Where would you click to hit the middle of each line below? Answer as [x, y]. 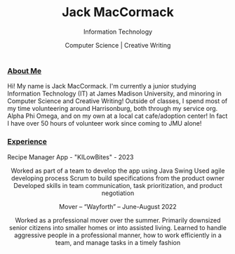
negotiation [118, 193]
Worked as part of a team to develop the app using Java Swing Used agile [118, 171]
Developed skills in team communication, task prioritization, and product [118, 185]
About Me [25, 71]
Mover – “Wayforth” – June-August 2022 [118, 206]
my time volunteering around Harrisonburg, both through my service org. [113, 109]
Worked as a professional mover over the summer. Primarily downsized [118, 220]
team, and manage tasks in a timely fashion [118, 242]
